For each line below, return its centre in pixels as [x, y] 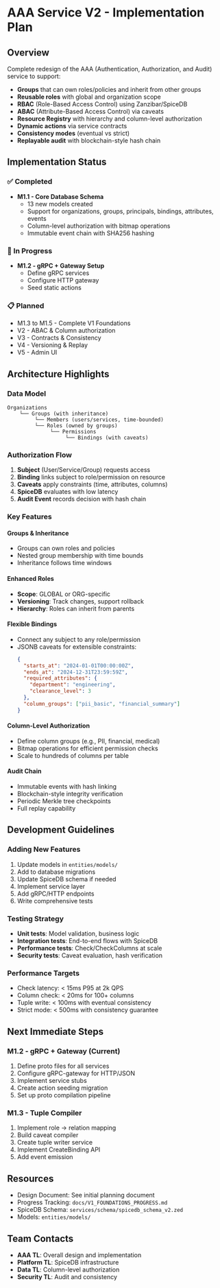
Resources [30, 1179]
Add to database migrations [56, 872]
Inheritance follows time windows [64, 563]
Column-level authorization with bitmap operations [99, 226]
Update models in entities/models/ [68, 864]
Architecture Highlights [58, 374]
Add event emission [45, 1157]
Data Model [27, 394]
